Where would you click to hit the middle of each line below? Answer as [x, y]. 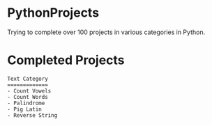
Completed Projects [66, 60]
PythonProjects [53, 13]
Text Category [28, 79]
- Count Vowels [29, 91]
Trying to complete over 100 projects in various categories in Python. [106, 32]
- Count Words [28, 97]
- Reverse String [32, 115]
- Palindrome [26, 103]
